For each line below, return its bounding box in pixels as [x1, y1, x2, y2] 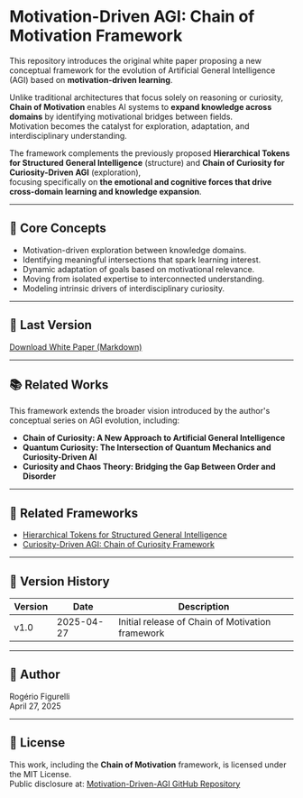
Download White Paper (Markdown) [9, 341, 142, 353]
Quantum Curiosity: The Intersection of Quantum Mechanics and [22, 442, 272, 453]
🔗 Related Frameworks [9, 505, 138, 520]
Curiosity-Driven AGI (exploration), [9, 167, 142, 178]
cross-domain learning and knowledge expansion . [9, 186, 202, 197]
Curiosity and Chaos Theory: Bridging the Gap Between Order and [22, 462, 276, 472]
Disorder [22, 471, 57, 482]
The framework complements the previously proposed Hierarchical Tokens [9, 147, 290, 159]
